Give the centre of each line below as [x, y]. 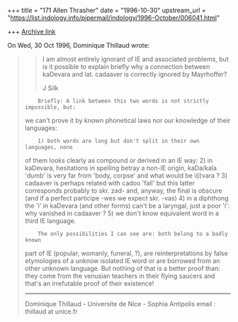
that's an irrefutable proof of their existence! [89, 283]
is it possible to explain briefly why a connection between [126, 66]
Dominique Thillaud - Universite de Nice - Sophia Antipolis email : [120, 304]
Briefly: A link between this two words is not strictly [124, 101]
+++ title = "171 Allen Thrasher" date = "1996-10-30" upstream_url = [107, 10]
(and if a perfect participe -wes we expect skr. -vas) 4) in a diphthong [126, 198]
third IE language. [50, 221]
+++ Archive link [32, 32]
